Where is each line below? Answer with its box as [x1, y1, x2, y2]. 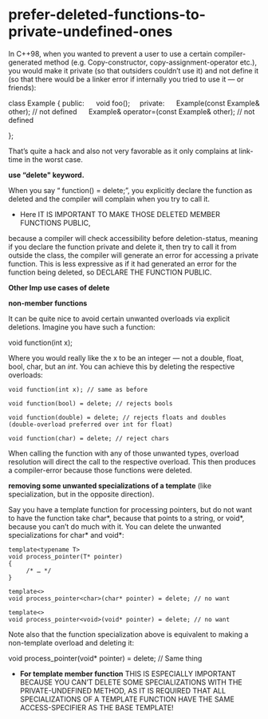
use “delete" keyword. [8, 170, 85, 180]
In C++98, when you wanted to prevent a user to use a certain [8, 49, 213, 58]
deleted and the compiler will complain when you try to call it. [8, 194, 210, 203]
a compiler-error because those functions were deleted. [8, 465, 193, 475]
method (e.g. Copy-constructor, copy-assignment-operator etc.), [43, 57, 258, 67]
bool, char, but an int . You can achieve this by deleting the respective [8, 361, 235, 371]
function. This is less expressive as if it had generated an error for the [8, 259, 237, 268]
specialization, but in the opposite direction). [8, 489, 155, 499]
